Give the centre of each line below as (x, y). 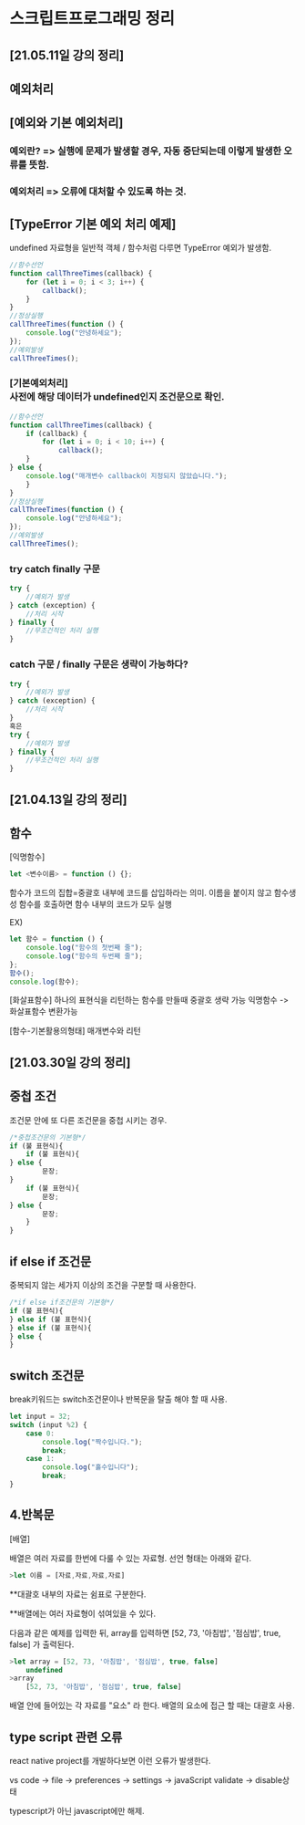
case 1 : (40, 1459)
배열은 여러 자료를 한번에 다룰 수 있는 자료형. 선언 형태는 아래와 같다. (131, 1558)
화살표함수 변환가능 (44, 1012)
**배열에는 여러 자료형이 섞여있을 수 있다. (83, 1613)
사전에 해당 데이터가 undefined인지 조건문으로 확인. (117, 397)
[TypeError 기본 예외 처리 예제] (93, 224)
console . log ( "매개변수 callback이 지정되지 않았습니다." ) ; (127, 475)
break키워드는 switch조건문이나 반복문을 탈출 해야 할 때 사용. (118, 1399)
